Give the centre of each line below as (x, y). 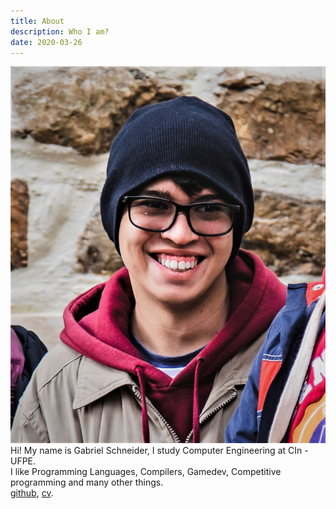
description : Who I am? (60, 31)
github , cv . (32, 493)
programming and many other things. (87, 482)
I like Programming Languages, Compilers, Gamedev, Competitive (146, 472)
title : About (37, 21)
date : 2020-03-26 (46, 42)
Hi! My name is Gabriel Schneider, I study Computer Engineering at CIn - (159, 451)
